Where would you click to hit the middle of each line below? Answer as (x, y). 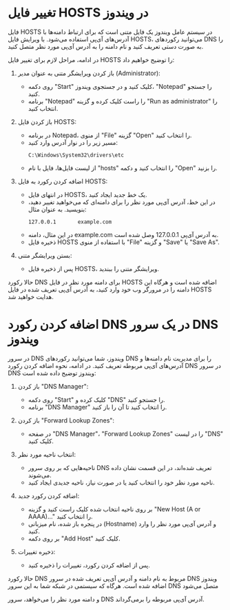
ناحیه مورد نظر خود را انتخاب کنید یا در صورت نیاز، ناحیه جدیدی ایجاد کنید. (122, 482)
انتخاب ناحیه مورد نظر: (47, 454)
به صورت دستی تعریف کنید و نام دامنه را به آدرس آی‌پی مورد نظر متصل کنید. (106, 46)
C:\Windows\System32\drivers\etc (76, 155)
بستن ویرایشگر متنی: (45, 255)
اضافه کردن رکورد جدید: (49, 496)
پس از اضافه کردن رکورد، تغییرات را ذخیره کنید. (89, 565)
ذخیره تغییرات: (36, 551)
